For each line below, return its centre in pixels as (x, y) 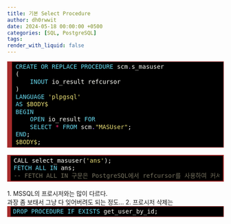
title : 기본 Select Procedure (49, 13)
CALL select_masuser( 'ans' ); (63, 160)
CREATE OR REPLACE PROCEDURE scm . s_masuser (90, 67)
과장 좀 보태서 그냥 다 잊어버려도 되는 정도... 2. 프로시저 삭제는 (90, 202)
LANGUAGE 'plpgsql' (48, 96)
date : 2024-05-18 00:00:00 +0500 (55, 26)
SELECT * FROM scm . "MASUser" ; (81, 127)
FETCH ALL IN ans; (44, 168)
